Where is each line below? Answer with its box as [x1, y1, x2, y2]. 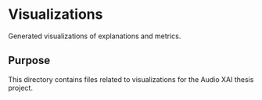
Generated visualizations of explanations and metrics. [8, 31, 181, 41]
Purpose [8, 54, 51, 67]
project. [8, 83, 34, 92]
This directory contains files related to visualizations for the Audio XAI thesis [8, 74, 254, 84]
